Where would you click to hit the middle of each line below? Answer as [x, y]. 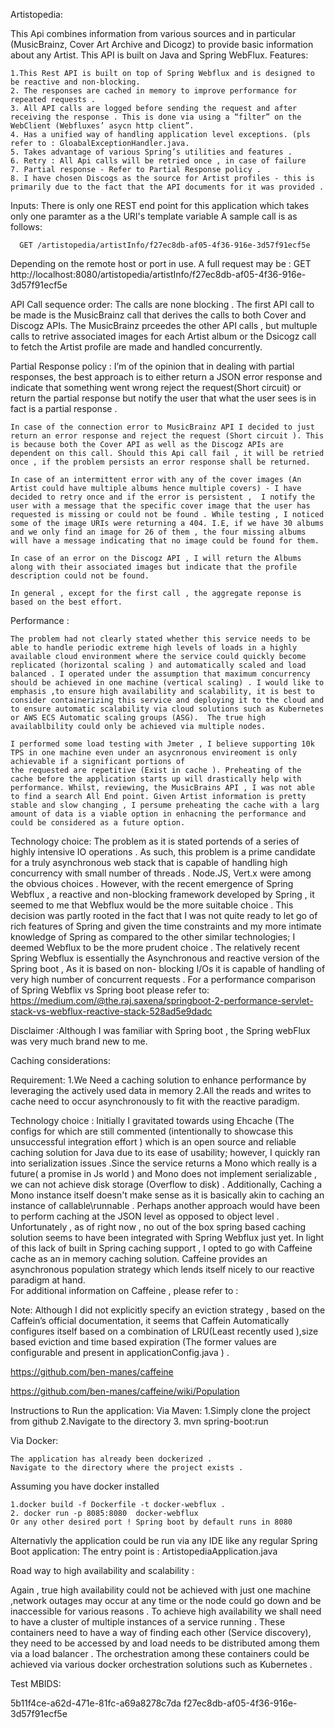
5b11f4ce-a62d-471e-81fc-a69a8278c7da [96, 1703]
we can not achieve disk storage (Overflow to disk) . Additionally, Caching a [166, 1184]
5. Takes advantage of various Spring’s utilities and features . [151, 152]
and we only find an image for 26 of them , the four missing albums [158, 532]
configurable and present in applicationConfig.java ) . [120, 1352]
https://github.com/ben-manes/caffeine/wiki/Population [125, 1391]
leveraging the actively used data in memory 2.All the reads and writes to [161, 1090]
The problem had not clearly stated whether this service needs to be [160, 639]
